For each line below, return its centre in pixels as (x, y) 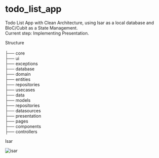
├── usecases (20, 90)
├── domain (18, 74)
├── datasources (23, 111)
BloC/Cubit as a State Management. (41, 28)
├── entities (18, 79)
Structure (15, 42)
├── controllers (21, 131)
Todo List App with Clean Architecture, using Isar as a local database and (79, 23)
